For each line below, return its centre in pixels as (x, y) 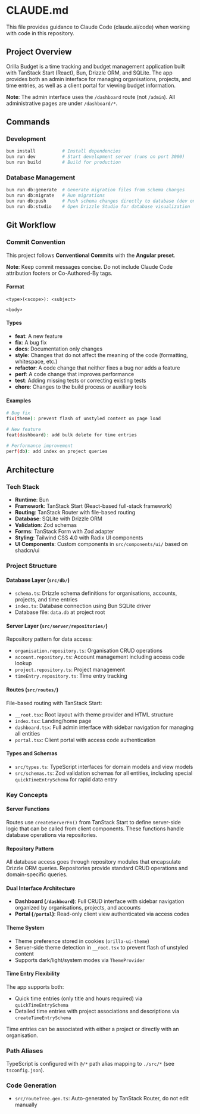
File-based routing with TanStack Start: (54, 703)
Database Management (41, 178)
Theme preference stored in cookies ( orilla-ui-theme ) (82, 941)
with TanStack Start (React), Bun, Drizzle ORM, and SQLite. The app (89, 73)
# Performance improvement (40, 446)
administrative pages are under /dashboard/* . (62, 103)
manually (26, 1105)
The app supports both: (35, 986)
